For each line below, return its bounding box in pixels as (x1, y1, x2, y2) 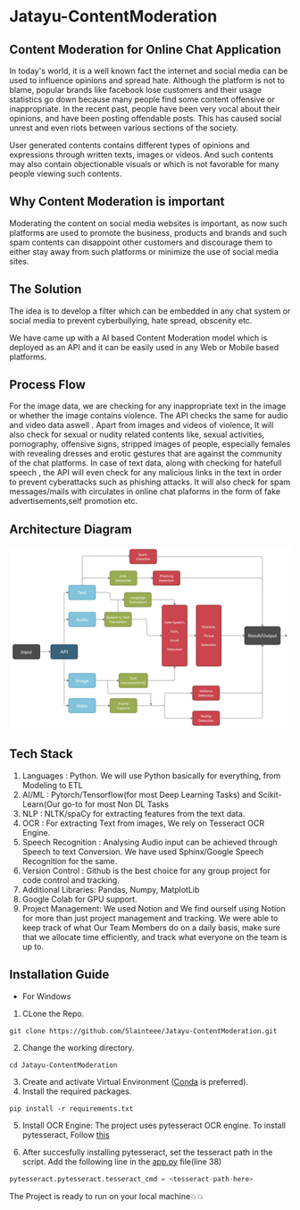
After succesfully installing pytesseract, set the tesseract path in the (21, 1147, 273, 1157)
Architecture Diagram (9, 521, 132, 537)
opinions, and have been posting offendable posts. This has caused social (9, 113, 282, 123)
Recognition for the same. (21, 855, 118, 866)
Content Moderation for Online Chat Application (9, 42, 281, 57)
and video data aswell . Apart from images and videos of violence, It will (9, 420, 274, 431)
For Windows (21, 990, 71, 1002)
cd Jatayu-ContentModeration (9, 1061, 118, 1070)
